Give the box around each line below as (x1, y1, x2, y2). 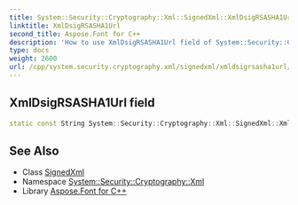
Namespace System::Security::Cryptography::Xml (21, 177, 205, 187)
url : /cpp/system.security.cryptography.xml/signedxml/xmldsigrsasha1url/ (9, 63, 292, 72)
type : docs (9, 46, 50, 55)
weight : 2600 (9, 54, 58, 63)
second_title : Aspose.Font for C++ (9, 29, 141, 38)
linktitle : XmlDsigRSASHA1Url (9, 21, 122, 30)
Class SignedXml (21, 167, 85, 177)
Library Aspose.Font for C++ (21, 185, 127, 196)
